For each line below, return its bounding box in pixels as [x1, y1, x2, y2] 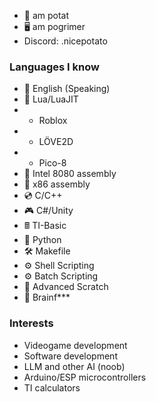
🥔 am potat [23, 10, 70, 21]
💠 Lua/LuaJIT [23, 93, 79, 105]
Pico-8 [38, 157, 67, 169]
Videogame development [23, 339, 128, 351]
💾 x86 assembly [23, 178, 91, 190]
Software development [23, 350, 118, 362]
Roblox [38, 115, 68, 127]
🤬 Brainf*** [23, 291, 71, 304]
